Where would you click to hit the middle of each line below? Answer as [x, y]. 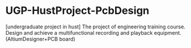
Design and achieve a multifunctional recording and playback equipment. [93, 32]
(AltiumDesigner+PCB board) [40, 39]
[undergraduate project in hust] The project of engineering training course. [95, 27]
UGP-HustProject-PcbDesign [77, 11]
